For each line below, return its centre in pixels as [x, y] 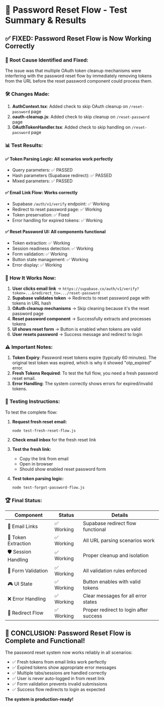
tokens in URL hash [31, 303]
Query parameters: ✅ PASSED [42, 170]
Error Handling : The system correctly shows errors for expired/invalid [82, 384]
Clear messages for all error [115, 596]
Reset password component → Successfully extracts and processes [82, 319]
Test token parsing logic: [38, 479]
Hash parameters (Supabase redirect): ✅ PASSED [62, 176]
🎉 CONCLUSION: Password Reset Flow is [68, 633]
